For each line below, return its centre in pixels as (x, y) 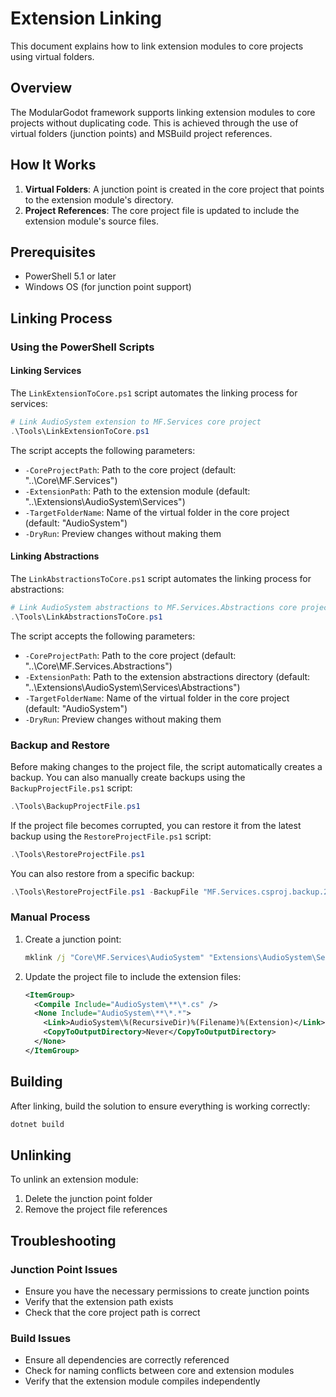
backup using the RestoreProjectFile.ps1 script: (111, 836)
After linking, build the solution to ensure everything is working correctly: (160, 1106)
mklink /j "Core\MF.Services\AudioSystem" (114, 957)
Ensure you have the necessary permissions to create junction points (167, 1291)
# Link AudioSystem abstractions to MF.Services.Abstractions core (154, 607)
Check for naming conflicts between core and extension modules (159, 1371)
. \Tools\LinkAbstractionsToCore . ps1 (86, 617)
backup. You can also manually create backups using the (128, 777)
